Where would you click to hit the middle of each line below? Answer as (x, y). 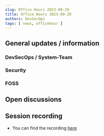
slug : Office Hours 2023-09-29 (37, 10)
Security (16, 70)
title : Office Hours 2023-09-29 (38, 14)
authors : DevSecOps (25, 19)
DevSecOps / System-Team (39, 57)
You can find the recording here (45, 128)
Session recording (34, 116)
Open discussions (34, 99)
